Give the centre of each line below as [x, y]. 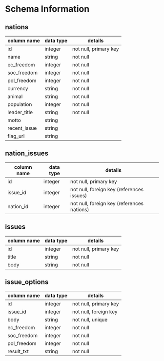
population [20, 104]
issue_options [27, 282]
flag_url [16, 136]
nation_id [18, 206]
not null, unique [90, 320]
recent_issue [22, 128]
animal [15, 96]
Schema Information [47, 9]
